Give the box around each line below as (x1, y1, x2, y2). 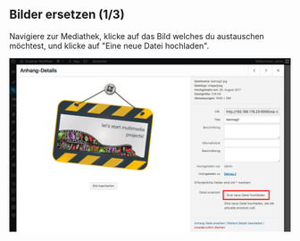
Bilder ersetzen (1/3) (9, 7, 125, 22)
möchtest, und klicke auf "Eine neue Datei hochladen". (9, 40, 210, 51)
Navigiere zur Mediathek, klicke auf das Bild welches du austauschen (9, 30, 265, 41)
